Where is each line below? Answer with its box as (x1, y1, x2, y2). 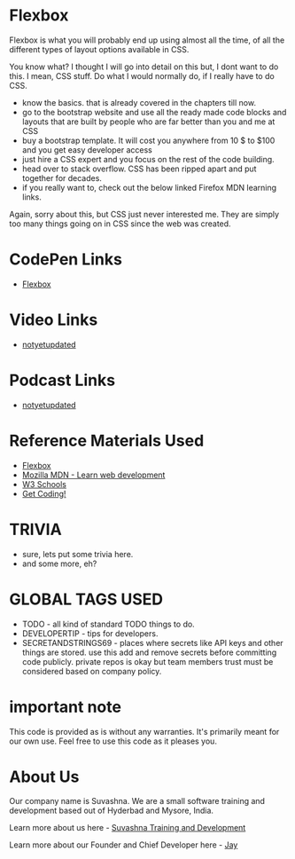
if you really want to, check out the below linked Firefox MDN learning (21, 182, 277, 193)
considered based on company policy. (21, 666, 162, 676)
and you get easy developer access (21, 144, 153, 155)
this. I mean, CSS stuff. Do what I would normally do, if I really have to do (9, 70, 275, 81)
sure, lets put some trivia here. (21, 548, 134, 559)
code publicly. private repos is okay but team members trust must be (21, 656, 274, 666)
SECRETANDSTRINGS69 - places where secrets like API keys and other (21, 637, 283, 648)
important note (9, 697, 122, 717)
